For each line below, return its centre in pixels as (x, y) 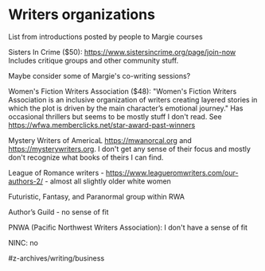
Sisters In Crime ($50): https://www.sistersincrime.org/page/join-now (122, 52)
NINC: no (23, 242)
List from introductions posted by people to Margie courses (105, 37)
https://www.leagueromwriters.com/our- (172, 172)
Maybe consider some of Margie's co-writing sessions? (99, 75)
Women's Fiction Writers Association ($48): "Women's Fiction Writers (123, 91)
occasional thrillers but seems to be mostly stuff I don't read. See (115, 116)
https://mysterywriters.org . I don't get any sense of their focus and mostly (129, 149)
